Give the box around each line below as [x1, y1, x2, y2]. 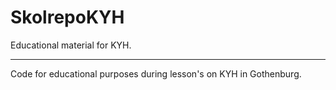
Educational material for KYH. [10, 39, 132, 51]
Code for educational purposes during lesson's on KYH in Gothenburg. [10, 67, 302, 80]
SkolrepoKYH [10, 6, 125, 29]
